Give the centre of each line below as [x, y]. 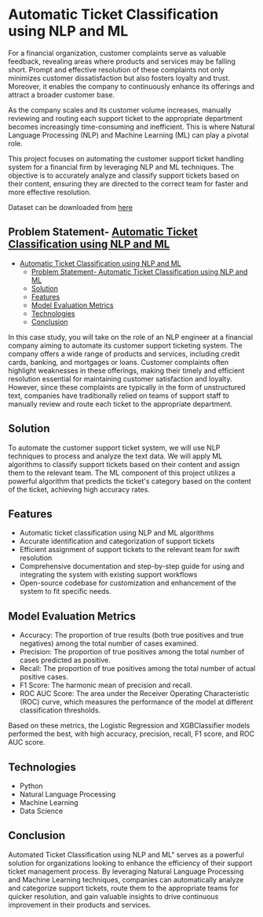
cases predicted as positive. [65, 660]
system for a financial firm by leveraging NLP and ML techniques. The [121, 167]
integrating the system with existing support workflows [108, 575]
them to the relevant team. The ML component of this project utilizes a [122, 473]
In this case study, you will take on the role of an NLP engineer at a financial [131, 337]
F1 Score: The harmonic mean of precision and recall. [106, 685]
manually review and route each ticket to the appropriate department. [121, 403]
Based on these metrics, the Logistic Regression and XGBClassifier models [129, 726]
